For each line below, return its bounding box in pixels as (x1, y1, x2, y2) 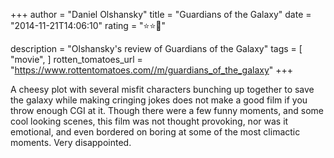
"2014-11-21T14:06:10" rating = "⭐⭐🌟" (10, 20, 167, 31)
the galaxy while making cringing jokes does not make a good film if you (10, 94, 308, 106)
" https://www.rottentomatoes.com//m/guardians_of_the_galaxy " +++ (10, 64, 294, 76)
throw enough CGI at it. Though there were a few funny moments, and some (10, 105, 324, 116)
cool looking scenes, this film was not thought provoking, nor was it (10, 115, 289, 127)
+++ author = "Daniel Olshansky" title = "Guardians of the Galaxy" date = (10, 9, 312, 20)
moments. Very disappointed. (10, 137, 132, 148)
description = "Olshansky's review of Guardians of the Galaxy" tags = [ (10, 43, 303, 54)
